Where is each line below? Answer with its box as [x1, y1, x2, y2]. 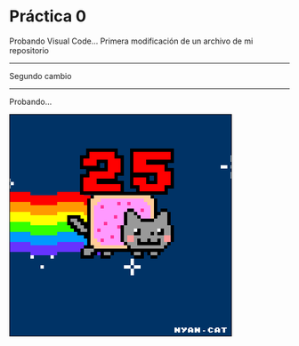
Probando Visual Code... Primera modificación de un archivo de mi [9, 36, 254, 46]
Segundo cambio [9, 70, 72, 81]
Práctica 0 [9, 6, 87, 27]
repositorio [9, 44, 49, 55]
